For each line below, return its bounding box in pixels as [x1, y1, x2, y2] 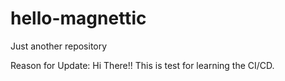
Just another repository [10, 40, 108, 52]
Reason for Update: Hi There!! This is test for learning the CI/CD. [10, 59, 275, 71]
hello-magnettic [10, 7, 147, 30]
